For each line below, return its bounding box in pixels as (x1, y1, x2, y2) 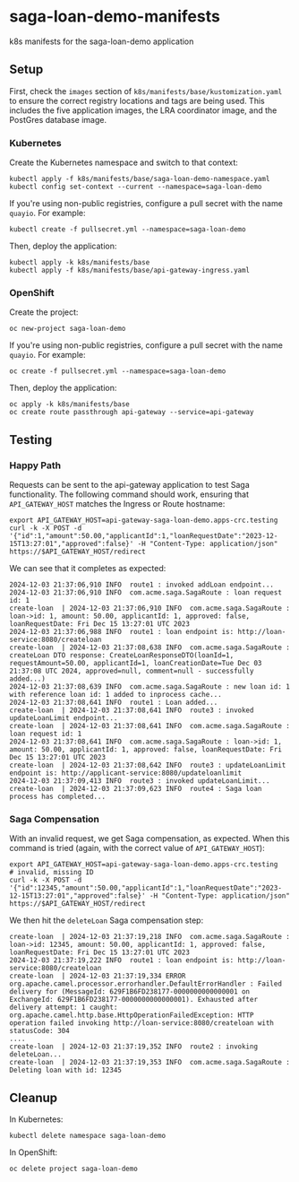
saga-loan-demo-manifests (9, 6, 221, 27)
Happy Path (9, 459, 61, 472)
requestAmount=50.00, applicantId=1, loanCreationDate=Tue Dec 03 (9, 659, 262, 668)
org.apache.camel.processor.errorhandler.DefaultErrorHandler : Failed (9, 979, 282, 988)
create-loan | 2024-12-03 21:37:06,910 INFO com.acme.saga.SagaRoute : (9, 604, 291, 613)
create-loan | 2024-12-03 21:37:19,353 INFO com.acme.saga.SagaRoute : (9, 1058, 291, 1067)
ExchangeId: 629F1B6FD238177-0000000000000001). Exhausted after (9, 995, 258, 1004)
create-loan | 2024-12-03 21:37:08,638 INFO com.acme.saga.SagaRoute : (9, 643, 291, 652)
